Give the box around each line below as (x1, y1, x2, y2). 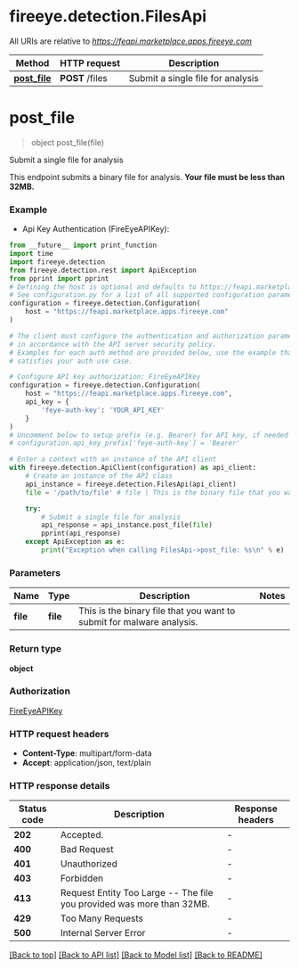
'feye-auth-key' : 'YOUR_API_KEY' (41, 406, 166, 415)
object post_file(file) (30, 136, 105, 148)
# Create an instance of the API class (25, 472, 174, 480)
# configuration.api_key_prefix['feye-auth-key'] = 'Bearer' (9, 439, 241, 448)
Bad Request (61, 843, 114, 856)
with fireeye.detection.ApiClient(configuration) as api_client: (9, 464, 256, 472)
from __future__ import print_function (9, 241, 158, 250)
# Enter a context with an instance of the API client (9, 455, 217, 464)
